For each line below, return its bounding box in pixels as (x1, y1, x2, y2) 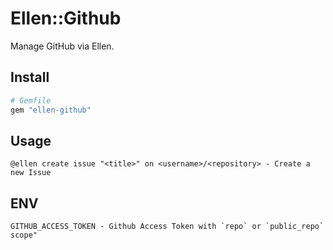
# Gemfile (10, 95, 52, 106)
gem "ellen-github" (10, 105, 92, 115)
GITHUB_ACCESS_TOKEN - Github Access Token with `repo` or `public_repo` (10, 222, 325, 232)
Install (10, 69, 50, 86)
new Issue (10, 168, 52, 178)
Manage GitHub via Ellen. (10, 40, 115, 52)
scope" (10, 230, 38, 241)
